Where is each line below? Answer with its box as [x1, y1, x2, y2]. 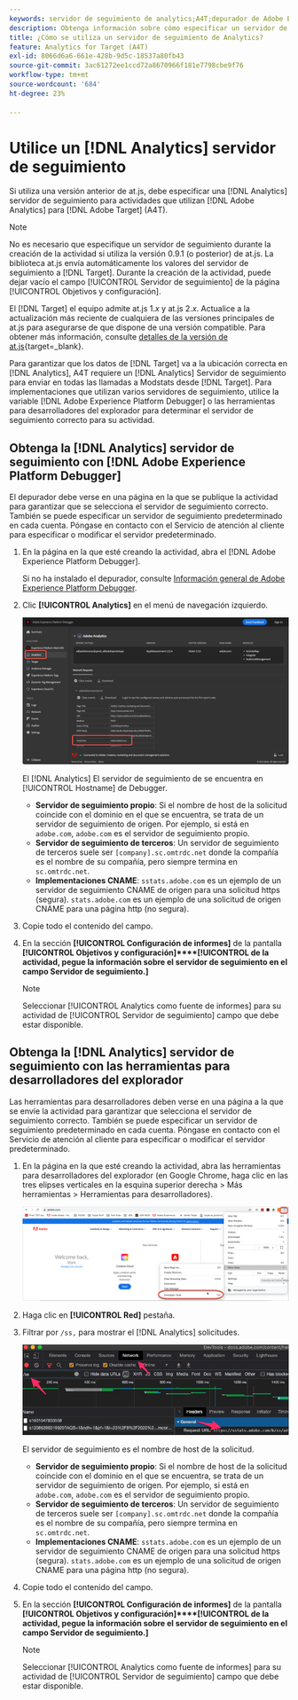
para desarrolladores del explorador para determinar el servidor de [9, 405, 255, 416]
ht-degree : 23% [9, 89, 66, 98]
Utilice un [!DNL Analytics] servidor [9, 137, 277, 158]
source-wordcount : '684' [9, 80, 101, 89]
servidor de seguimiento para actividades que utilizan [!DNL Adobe [9, 195, 255, 206]
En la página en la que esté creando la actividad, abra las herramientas [21, 1160, 281, 1171]
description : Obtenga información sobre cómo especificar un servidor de [9, 23, 288, 33]
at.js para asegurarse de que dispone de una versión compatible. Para [9, 322, 266, 333]
